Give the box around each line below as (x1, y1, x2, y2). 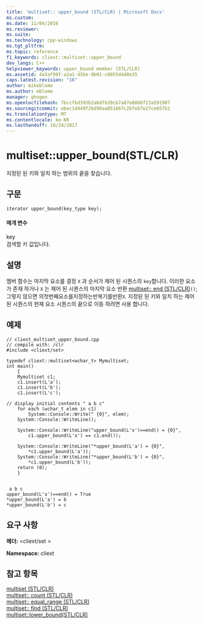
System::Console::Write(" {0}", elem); (28, 411, 130, 417)
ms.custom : (6, 15, 34, 21)
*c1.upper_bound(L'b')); (28, 459, 91, 465)
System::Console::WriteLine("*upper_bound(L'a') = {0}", (17, 443, 165, 449)
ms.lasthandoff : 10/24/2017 (6, 123, 78, 129)
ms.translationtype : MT (6, 111, 67, 117)
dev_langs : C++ (6, 60, 45, 66)
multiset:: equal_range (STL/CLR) (6, 598, 90, 606)
